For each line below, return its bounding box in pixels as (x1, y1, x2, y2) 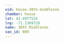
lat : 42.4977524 (5, 16, 38, 21)
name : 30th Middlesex (5, 25, 49, 30)
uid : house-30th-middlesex (5, 7, 60, 12)
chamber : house (5, 12, 36, 16)
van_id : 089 (5, 29, 29, 34)
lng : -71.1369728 (5, 20, 40, 26)
